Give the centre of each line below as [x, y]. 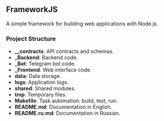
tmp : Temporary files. [41, 95]
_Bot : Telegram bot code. [45, 64]
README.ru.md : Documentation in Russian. [67, 113]
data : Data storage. [38, 76]
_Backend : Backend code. [46, 58]
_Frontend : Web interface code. [53, 70]
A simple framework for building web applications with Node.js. [82, 23]
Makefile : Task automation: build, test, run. [66, 101]
